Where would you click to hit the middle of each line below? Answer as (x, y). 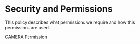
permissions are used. (28, 27)
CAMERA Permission (26, 37)
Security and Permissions (59, 9)
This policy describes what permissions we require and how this (70, 22)
